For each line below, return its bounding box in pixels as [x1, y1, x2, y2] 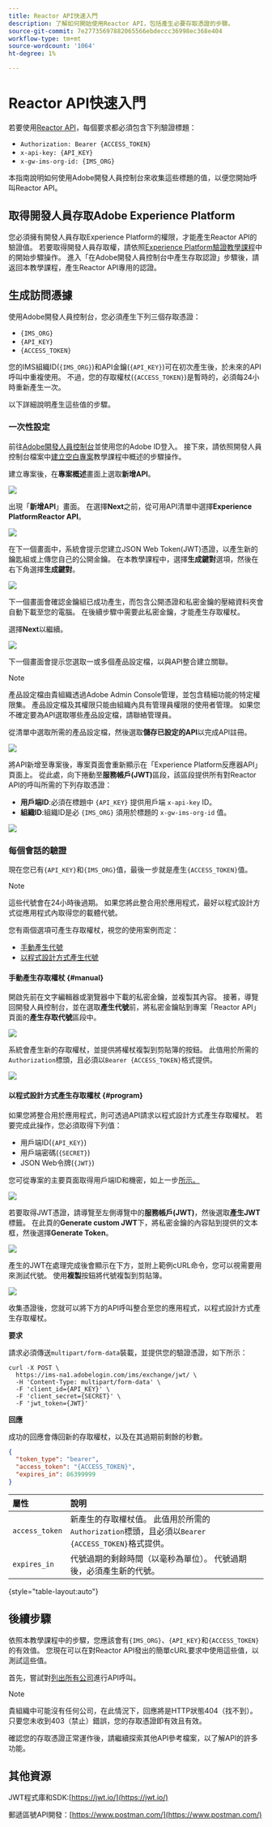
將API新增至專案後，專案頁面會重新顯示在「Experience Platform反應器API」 [8, 760, 262, 769]
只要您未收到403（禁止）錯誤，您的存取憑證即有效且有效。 [8, 1716, 206, 1726]
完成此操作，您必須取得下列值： [15, 1120, 122, 1130]
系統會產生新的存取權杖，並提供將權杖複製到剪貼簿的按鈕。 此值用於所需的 [8, 1045, 259, 1055]
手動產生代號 [19, 942, 63, 952]
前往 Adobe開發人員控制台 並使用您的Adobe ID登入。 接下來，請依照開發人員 [8, 442, 262, 451]
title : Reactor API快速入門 [8, 11, 99, 20]
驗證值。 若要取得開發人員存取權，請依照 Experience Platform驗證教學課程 [8, 242, 256, 252]
